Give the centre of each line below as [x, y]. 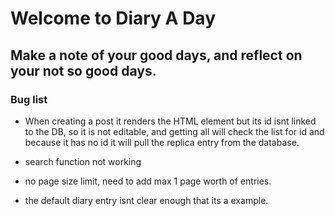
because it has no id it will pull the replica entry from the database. [162, 142]
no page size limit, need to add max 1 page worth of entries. [148, 181]
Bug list [29, 99]
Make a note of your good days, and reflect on [156, 55]
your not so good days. [83, 70]
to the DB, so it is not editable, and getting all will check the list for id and [174, 131]
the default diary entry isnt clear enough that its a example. [146, 200]
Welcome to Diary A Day [113, 18]
